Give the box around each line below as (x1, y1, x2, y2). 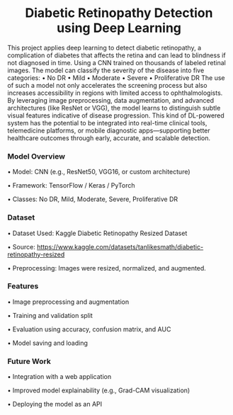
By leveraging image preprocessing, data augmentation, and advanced (7, 96, 215, 104)
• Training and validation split (7, 311, 93, 319)
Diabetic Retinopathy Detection (25, 5, 213, 21)
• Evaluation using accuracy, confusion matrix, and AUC (7, 324, 171, 334)
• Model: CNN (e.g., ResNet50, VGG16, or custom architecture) (7, 168, 191, 176)
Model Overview (7, 151, 66, 161)
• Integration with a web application (7, 373, 112, 381)
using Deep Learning (56, 20, 182, 36)
